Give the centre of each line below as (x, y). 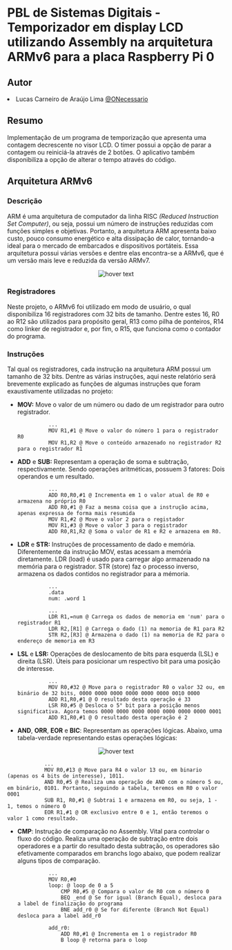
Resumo (25, 121)
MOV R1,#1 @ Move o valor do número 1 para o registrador (133, 431)
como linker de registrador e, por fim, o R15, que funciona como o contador (114, 329)
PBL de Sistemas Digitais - (84, 13)
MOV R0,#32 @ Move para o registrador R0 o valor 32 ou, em (136, 688)
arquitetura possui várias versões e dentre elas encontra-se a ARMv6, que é (116, 253)
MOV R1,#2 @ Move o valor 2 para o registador (116, 520)
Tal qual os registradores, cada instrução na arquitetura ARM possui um (109, 369)
